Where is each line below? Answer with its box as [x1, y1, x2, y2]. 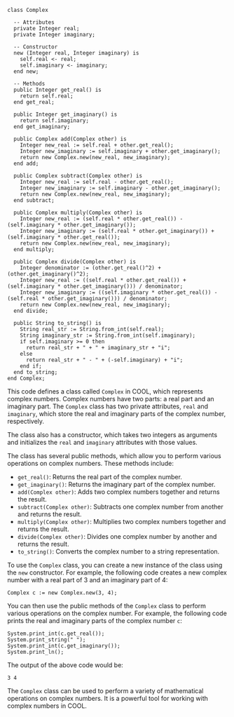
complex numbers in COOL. [7, 702, 88, 710]
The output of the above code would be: [7, 661, 124, 669]
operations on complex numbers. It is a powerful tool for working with [7, 695, 209, 702]
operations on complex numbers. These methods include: [7, 460, 174, 467]
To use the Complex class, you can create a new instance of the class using [7, 561, 223, 569]
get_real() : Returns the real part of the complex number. [17, 473, 182, 481]
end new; [13, 68, 39, 75]
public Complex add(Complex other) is [13, 135, 128, 142]
